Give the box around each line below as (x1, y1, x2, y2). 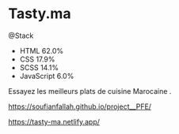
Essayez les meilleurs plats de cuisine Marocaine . (8, 86, 172, 95)
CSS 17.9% (19, 54, 55, 64)
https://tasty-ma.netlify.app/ (8, 117, 101, 126)
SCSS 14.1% (19, 62, 59, 72)
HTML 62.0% (19, 46, 64, 55)
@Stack (8, 31, 34, 40)
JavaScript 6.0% (19, 71, 74, 80)
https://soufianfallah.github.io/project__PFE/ (8, 102, 152, 111)
